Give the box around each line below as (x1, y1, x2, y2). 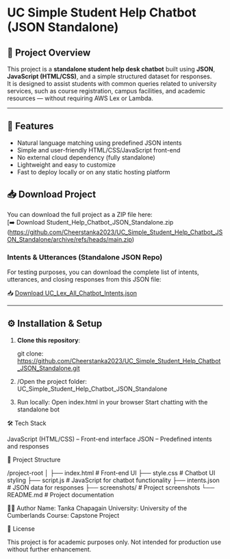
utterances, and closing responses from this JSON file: (7, 275, 162, 283)
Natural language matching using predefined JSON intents (16, 139, 182, 147)
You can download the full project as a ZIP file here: (7, 210, 153, 218)
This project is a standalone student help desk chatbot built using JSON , (7, 65, 216, 73)
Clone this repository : (16, 336, 81, 344)
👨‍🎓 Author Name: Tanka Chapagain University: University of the (7, 503, 187, 512)
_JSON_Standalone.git (16, 364, 80, 372)
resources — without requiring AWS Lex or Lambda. (7, 94, 154, 102)
